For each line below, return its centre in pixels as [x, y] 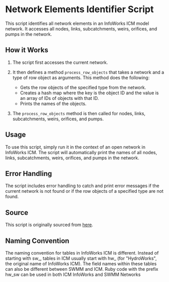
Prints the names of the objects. [53, 103]
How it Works [27, 50]
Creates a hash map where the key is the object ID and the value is [89, 93]
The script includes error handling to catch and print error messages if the [82, 186]
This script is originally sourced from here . [49, 225]
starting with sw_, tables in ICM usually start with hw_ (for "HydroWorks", [81, 258]
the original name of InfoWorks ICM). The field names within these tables [81, 264]
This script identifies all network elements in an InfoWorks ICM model [77, 23]
